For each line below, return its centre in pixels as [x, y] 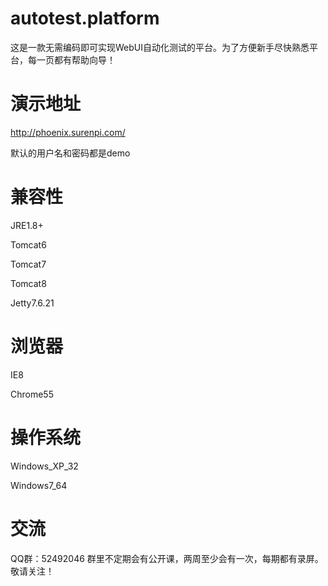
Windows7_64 [39, 485]
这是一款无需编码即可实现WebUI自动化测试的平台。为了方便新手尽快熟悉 [160, 47]
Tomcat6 [28, 244]
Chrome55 [32, 394]
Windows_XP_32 [44, 466]
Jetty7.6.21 [32, 303]
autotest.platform [85, 18]
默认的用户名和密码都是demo [70, 153]
